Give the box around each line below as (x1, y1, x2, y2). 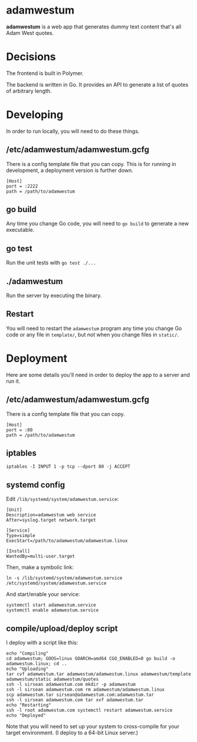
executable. (6, 226, 35, 233)
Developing (6, 108, 64, 122)
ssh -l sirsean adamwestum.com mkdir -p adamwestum (6, 682, 136, 688)
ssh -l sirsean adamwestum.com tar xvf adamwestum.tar (6, 697, 144, 703)
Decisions (6, 50, 56, 64)
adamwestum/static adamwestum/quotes (6, 676, 99, 682)
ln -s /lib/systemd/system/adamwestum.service (6, 575, 123, 581)
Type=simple (6, 533, 35, 539)
